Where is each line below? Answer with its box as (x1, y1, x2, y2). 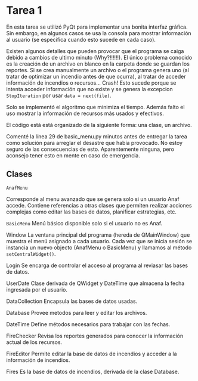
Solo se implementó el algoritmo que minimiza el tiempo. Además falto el (6, 103, 185, 110)
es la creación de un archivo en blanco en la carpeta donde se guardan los (6, 60, 190, 67)
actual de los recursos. (6, 338, 63, 346)
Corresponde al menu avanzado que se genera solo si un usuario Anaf (6, 195, 180, 203)
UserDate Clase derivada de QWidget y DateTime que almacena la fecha (6, 280, 185, 287)
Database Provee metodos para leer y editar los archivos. (6, 309, 147, 316)
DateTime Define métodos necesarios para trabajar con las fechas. (6, 320, 171, 328)
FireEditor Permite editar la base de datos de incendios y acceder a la (6, 350, 177, 357)
